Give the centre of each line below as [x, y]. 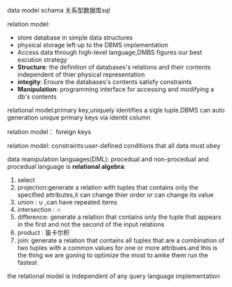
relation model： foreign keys [49, 132]
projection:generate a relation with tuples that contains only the [108, 187]
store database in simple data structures [75, 38]
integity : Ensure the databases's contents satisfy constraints [105, 82]
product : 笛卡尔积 [43, 232]
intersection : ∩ [39, 210]
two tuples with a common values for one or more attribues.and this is [117, 248]
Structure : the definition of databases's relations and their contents [114, 67]
